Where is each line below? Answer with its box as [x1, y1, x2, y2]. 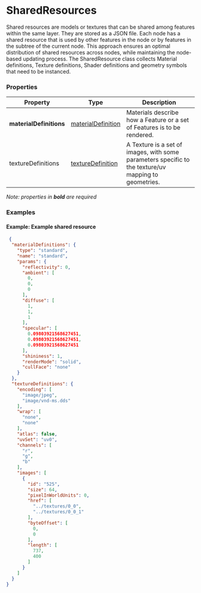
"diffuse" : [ [22, 297, 55, 303]
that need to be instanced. [6, 68, 71, 75]
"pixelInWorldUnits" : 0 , [28, 492, 90, 498]
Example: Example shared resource [6, 223, 96, 230]
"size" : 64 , [28, 486, 58, 492]
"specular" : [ [22, 326, 58, 332]
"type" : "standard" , [17, 248, 68, 254]
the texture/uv [126, 163, 166, 171]
